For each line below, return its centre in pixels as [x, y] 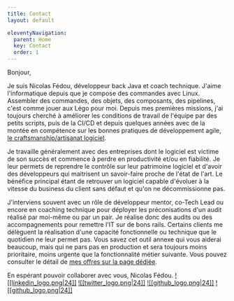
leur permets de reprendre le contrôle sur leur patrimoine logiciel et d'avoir [115, 166]
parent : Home [32, 39]
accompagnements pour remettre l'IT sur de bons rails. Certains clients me [115, 224]
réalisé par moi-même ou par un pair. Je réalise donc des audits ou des [110, 217]
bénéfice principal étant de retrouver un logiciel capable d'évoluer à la [108, 181]
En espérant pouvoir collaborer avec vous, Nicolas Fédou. [90, 275]
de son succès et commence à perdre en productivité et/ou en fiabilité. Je [114, 159]
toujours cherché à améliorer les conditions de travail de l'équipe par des [112, 115]
